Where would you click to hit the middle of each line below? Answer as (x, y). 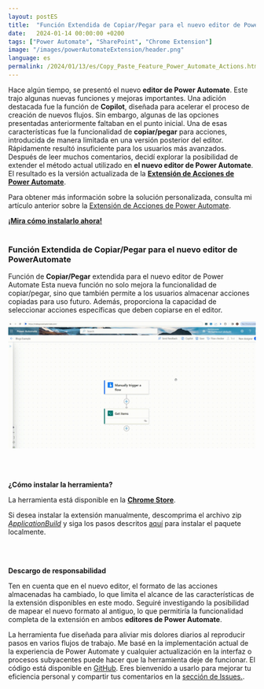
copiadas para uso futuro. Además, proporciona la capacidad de (112, 302)
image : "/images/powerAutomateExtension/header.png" (96, 50)
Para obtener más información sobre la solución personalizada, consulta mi (130, 197)
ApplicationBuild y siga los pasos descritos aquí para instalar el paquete (125, 524)
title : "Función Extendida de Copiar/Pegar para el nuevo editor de (125, 25)
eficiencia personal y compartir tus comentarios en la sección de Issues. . (126, 676)
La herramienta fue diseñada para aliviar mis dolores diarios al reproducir (127, 635)
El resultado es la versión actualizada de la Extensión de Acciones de (121, 173)
